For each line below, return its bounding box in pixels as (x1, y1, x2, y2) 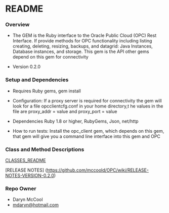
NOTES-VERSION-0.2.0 (5, 173, 55, 179)
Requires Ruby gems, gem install (12, 88, 81, 94)
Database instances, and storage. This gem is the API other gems (12, 48, 149, 55)
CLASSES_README (5, 157, 47, 164)
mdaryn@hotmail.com (12, 202, 59, 208)
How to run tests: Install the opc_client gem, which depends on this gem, (12, 128, 164, 134)
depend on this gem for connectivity (12, 54, 89, 60)
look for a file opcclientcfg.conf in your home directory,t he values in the (12, 103, 163, 109)
